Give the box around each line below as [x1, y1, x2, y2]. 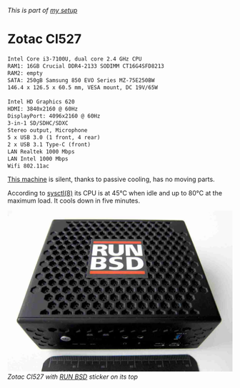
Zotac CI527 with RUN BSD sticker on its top [7, 372, 138, 381]
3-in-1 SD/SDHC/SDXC [7, 119, 69, 127]
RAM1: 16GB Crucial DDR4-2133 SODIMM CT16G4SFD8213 [7, 62, 164, 70]
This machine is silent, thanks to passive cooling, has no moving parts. [7, 175, 216, 183]
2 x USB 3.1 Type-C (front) [7, 141, 91, 148]
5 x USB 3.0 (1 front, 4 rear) [7, 133, 101, 141]
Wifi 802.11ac [7, 162, 50, 170]
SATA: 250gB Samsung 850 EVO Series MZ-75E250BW [7, 76, 155, 84]
